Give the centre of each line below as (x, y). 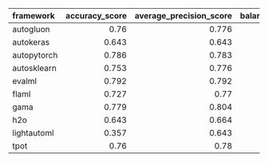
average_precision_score (183, 16)
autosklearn (35, 68)
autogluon (31, 29)
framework (34, 16)
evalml (25, 81)
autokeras (31, 42)
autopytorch (35, 55)
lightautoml (33, 133)
